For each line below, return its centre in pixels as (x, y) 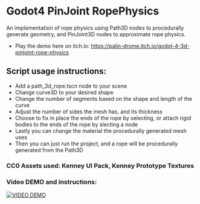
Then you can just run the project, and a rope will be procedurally (96, 144)
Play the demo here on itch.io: (52, 46)
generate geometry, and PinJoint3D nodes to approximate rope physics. (96, 34)
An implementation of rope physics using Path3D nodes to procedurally (95, 28)
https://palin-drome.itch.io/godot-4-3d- (140, 46)
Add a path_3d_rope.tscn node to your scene (71, 86)
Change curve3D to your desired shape (64, 92)
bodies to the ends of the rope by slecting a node (76, 124)
